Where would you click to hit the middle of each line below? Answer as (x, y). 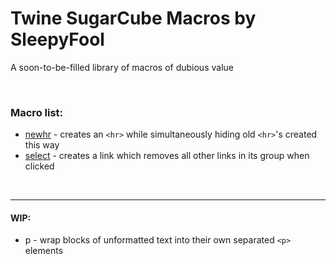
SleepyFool (57, 39)
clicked (39, 166)
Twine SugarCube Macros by (133, 18)
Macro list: (37, 112)
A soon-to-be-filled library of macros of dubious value (122, 67)
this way (42, 145)
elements (44, 251)
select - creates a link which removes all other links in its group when (167, 156)
